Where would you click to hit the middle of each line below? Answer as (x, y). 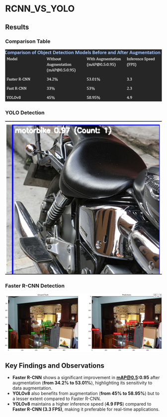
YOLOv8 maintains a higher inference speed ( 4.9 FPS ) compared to (82, 404)
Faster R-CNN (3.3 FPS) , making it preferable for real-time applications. (86, 410)
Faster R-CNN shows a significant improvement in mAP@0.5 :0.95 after (86, 378)
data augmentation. (32, 388)
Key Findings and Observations (55, 365)
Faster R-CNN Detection (35, 285)
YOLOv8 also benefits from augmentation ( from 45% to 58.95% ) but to (86, 394)
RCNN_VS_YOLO (40, 9)
